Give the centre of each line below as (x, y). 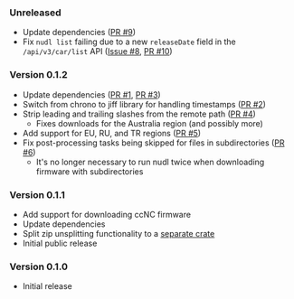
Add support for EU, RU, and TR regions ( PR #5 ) (112, 133)
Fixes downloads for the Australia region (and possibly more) (150, 123)
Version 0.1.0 (38, 266)
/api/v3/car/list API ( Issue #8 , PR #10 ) (98, 51)
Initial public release (60, 243)
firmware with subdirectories (90, 171)
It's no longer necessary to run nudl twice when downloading (150, 162)
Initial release (47, 286)
